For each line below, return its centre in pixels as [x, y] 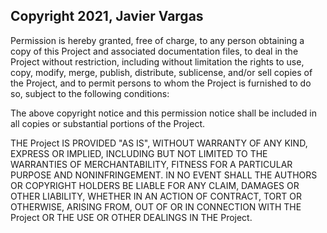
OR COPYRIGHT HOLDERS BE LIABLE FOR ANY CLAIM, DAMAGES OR [155, 185]
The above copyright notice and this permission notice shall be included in [163, 113]
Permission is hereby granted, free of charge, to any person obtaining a [157, 40]
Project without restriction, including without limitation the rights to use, [157, 61]
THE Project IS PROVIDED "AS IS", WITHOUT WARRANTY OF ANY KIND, [159, 143]
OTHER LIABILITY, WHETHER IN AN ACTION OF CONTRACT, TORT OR [156, 196]
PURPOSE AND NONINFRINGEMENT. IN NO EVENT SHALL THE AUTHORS [164, 175]
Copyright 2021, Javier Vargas [107, 16]
